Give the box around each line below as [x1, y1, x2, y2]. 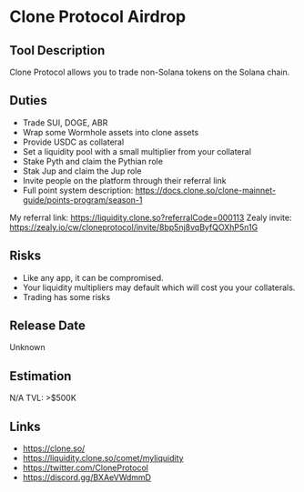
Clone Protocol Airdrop [9, 6, 187, 27]
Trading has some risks [22, 291, 111, 302]
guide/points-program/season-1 [22, 194, 143, 206]
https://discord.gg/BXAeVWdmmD [22, 472, 152, 483]
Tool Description [9, 43, 106, 58]
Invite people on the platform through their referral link [22, 175, 227, 186]
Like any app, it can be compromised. [22, 272, 164, 283]
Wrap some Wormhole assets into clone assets [22, 126, 199, 137]
